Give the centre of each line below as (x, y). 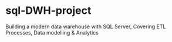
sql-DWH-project (48, 11)
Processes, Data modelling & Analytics (52, 32)
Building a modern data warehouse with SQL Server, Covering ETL (86, 26)
